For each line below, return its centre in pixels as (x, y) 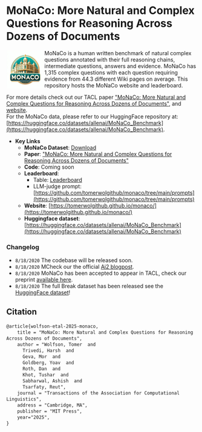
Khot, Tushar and (45, 375)
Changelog (23, 247)
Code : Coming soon (49, 167)
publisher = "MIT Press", (50, 411)
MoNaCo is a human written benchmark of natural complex (118, 53)
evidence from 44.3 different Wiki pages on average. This (116, 79)
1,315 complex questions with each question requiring (111, 72)
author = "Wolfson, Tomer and (57, 345)
